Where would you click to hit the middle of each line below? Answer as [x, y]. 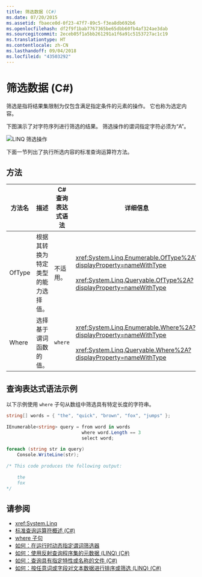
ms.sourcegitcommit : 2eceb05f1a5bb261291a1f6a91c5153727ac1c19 [87, 34]
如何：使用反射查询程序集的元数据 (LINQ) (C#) [72, 553]
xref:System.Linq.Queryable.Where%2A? [133, 350]
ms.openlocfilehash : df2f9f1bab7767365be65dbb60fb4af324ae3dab [87, 29]
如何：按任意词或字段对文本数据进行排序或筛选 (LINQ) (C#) [88, 568]
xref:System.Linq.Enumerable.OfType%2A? [137, 258]
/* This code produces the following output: [64, 466]
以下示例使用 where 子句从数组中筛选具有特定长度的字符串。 [80, 405]
